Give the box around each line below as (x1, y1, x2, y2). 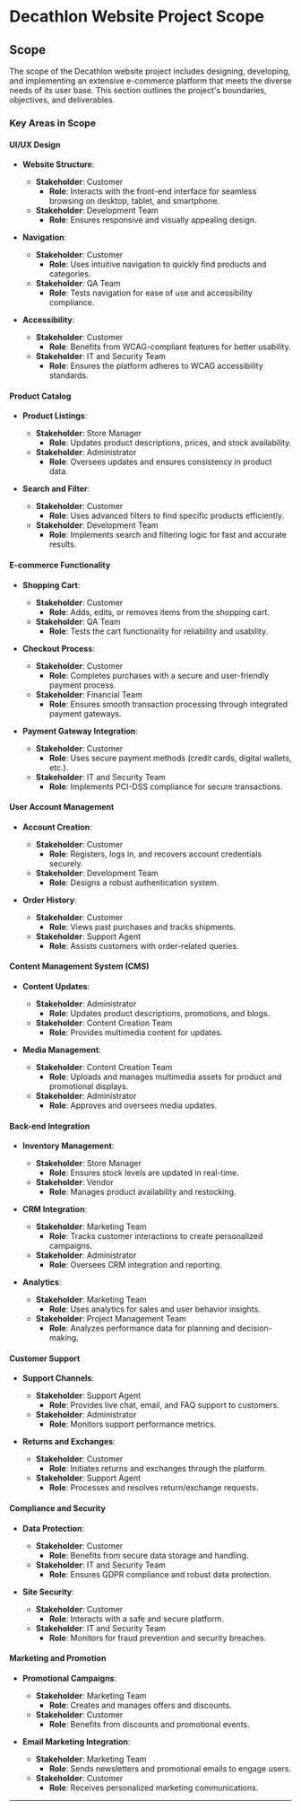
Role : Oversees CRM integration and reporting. (48, 1260, 222, 1270)
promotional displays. (48, 1080, 129, 1092)
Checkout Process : (21, 643, 96, 654)
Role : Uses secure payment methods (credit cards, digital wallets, (48, 752, 292, 763)
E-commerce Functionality (9, 559, 111, 570)
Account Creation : (21, 822, 92, 832)
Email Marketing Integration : (21, 1735, 131, 1747)
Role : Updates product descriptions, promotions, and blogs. (48, 1007, 271, 1018)
